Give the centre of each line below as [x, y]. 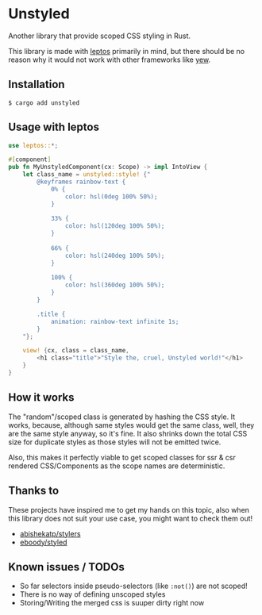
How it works [41, 398]
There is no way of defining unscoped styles [92, 594]
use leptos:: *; [33, 145]
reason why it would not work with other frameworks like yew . [110, 60]
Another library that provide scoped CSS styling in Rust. [100, 36]
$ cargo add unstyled [44, 103]
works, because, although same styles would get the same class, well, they [131, 425]
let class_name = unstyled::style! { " [87, 175]
